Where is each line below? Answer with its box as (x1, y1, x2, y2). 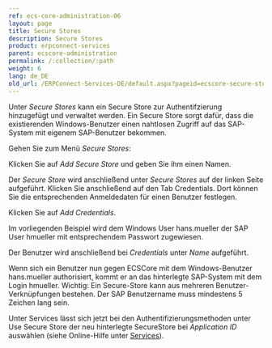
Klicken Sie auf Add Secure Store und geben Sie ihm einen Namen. (8, 159, 232, 168)
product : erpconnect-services (8, 42, 111, 50)
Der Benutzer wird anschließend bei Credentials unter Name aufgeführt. (8, 248, 249, 257)
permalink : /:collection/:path (8, 57, 114, 66)
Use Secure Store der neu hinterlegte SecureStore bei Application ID (8, 321, 237, 332)
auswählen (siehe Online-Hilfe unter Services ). (8, 330, 164, 340)
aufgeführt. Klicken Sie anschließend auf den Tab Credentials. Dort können (8, 183, 258, 193)
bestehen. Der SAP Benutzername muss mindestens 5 (62, 289, 243, 299)
